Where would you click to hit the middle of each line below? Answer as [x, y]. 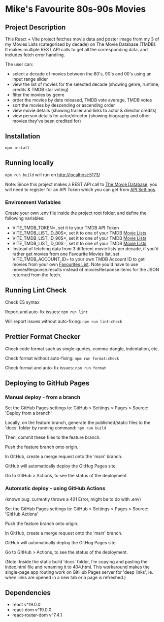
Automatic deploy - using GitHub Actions [55, 489]
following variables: [25, 218]
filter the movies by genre [38, 95]
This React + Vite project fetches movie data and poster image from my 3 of [82, 39]
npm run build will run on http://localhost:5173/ [53, 175]
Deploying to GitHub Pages [47, 383]
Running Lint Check [36, 290]
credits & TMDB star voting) [40, 89]
